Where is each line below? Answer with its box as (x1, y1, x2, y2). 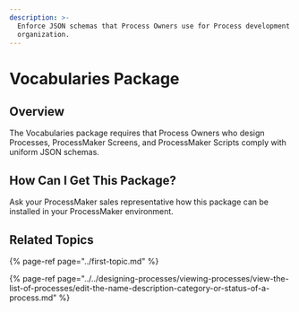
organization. (17, 30, 70, 39)
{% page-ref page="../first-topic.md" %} (9, 256, 159, 266)
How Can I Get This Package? (9, 172, 176, 188)
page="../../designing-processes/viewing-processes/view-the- (56, 273, 289, 283)
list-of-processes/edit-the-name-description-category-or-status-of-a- (9, 283, 270, 293)
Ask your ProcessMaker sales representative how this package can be (9, 196, 269, 207)
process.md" (9, 292, 57, 303)
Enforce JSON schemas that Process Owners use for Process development (17, 22, 291, 30)
